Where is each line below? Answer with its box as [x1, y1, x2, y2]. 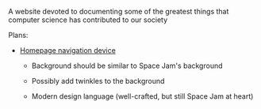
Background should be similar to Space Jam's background [31, 61, 224, 70]
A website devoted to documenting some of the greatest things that [8, 7, 229, 16]
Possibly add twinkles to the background [31, 77, 165, 85]
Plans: [8, 31, 29, 39]
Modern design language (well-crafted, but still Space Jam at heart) [31, 92, 254, 101]
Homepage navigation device [19, 46, 117, 54]
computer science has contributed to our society [8, 15, 168, 24]
